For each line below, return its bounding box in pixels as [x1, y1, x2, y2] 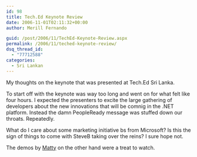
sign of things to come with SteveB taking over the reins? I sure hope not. [6, 132, 183, 139]
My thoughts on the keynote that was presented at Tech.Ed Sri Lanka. [6, 78, 175, 86]
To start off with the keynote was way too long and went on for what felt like [6, 90, 190, 97]
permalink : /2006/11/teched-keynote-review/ [6, 41, 117, 47]
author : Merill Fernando [6, 25, 67, 31]
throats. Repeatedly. [6, 115, 55, 122]
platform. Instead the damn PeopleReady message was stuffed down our [6, 109, 183, 116]
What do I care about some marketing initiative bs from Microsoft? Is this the [6, 127, 191, 134]
